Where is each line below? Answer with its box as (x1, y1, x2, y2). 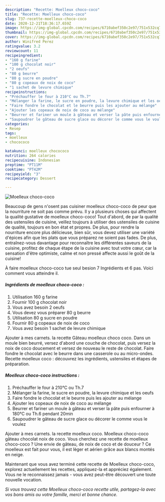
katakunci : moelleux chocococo (5, 148, 69, 154)
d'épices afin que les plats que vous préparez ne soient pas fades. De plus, (5, 235, 157, 241)
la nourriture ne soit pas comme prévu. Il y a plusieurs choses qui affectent (5, 208, 157, 214)
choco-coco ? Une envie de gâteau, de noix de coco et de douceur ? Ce (5, 441, 151, 447)
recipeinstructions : (5, 89, 48, 94)
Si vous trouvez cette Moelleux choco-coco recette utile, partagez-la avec (5, 486, 156, 492)
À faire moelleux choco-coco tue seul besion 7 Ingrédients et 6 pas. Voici (5, 265, 154, 271)
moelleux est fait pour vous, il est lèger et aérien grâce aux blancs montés (5, 446, 155, 452)
